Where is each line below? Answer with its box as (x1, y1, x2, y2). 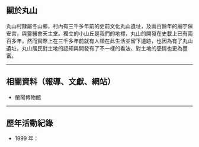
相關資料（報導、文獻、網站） (6, 76, 115, 87)
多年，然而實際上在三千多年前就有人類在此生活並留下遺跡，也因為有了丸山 (11, 37, 193, 44)
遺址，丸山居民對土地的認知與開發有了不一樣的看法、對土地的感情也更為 (6, 44, 182, 52)
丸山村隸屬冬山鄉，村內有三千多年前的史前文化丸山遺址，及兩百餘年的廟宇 (6, 23, 188, 30)
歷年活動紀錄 (6, 118, 53, 129)
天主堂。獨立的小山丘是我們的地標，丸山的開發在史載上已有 (42, 30, 188, 37)
